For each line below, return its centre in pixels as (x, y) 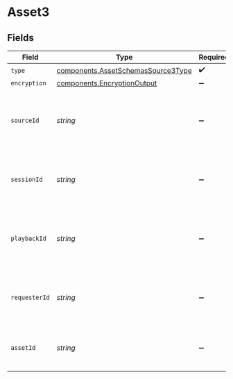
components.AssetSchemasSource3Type (124, 70)
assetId (23, 348)
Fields (21, 38)
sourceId (25, 120)
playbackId (28, 238)
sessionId (27, 179)
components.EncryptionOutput (107, 83)
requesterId (31, 297)
